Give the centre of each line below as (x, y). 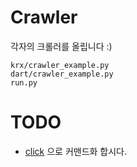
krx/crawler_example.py (60, 65)
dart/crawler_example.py (62, 74)
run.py (24, 82)
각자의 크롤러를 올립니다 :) (61, 46)
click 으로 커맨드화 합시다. (76, 151)
